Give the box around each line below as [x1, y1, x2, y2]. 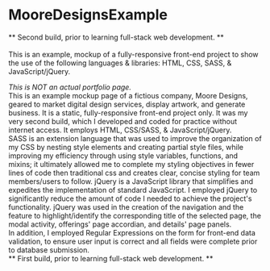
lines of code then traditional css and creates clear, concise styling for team [8, 168, 260, 177]
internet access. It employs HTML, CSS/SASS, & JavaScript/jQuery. [8, 125, 232, 135]
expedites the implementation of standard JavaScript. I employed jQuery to [8, 185, 258, 194]
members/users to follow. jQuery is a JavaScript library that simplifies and [8, 176, 254, 186]
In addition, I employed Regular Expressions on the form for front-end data [8, 227, 256, 237]
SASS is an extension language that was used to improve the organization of [8, 133, 262, 143]
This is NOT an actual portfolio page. [8, 82, 131, 92]
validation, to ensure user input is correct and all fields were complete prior [8, 236, 258, 246]
